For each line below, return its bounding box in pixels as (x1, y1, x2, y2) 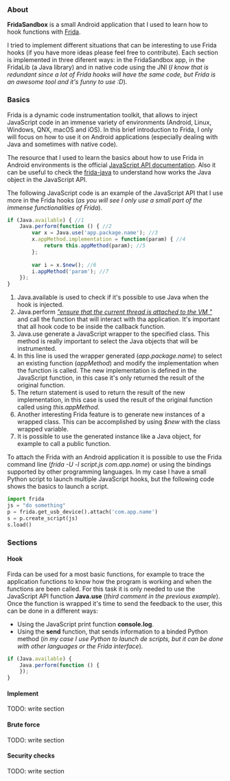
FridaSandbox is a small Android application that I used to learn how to (7, 21, 208, 29)
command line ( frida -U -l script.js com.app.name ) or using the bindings (7, 460, 211, 469)
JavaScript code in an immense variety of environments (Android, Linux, (7, 118, 211, 126)
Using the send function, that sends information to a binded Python (16, 627, 208, 636)
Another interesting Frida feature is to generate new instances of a (16, 410, 205, 418)
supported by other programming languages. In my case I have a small (7, 467, 207, 476)
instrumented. (16, 345, 57, 353)
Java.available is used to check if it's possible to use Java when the (16, 293, 209, 301)
